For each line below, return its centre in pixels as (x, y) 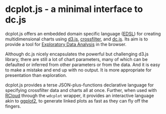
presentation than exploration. (36, 75)
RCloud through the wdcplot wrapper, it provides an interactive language (79, 95)
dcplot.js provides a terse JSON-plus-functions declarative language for (79, 85)
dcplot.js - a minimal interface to (74, 9)
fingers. (13, 106)
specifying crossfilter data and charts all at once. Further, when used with (81, 90)
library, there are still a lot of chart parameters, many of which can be (76, 59)
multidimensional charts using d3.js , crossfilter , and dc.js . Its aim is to (77, 39)
